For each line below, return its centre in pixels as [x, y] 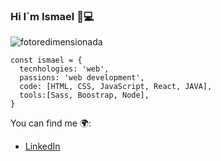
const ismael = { [46, 60]
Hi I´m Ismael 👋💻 [52, 16]
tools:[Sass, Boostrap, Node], [84, 95]
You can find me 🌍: [51, 123]
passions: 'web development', [82, 78]
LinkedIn [42, 146]
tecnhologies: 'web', [64, 69]
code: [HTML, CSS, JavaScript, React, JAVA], [116, 87]
